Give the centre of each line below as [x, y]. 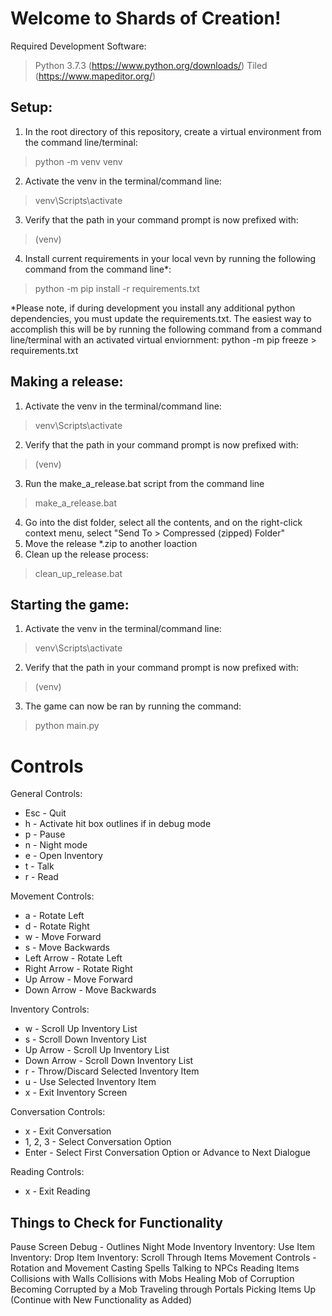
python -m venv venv [78, 161]
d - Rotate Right [57, 926]
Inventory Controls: [50, 1009]
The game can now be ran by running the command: [133, 706]
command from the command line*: [98, 269]
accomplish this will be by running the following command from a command [166, 329]
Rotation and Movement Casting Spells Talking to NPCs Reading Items [155, 1268]
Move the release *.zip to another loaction [111, 543]
